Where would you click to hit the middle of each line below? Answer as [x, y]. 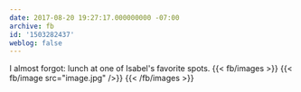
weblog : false [36, 43]
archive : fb [32, 26]
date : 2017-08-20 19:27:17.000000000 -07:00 [94, 18]
